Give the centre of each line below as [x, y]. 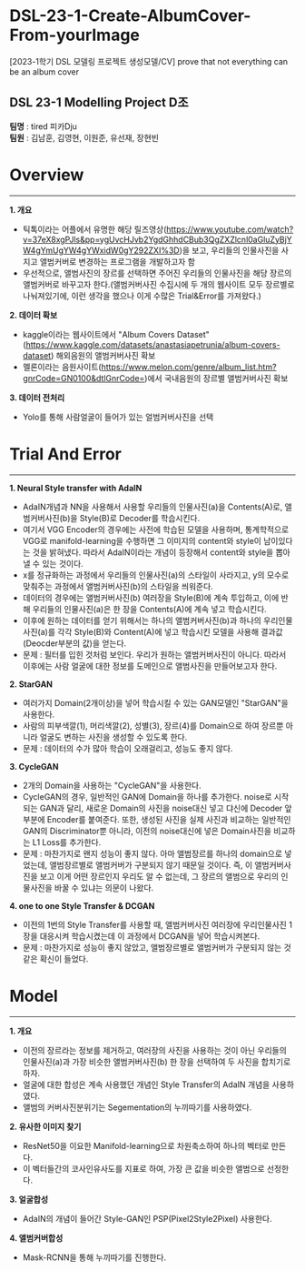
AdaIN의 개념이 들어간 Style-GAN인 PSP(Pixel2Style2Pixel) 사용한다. [147, 1218]
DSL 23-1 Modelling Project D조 [99, 102]
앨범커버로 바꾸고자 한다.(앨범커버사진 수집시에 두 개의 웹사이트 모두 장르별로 [158, 284]
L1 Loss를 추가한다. [67, 842]
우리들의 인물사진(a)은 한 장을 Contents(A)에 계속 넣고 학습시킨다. [150, 609]
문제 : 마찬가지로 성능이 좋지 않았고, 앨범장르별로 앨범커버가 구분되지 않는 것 [157, 947]
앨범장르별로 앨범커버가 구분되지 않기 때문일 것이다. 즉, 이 [151, 864]
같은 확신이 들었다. [55, 958]
